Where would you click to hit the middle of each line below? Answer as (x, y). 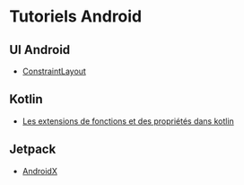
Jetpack (33, 150)
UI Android (40, 50)
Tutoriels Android (76, 17)
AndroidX (40, 171)
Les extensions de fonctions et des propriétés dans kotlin (128, 121)
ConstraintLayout (54, 71)
